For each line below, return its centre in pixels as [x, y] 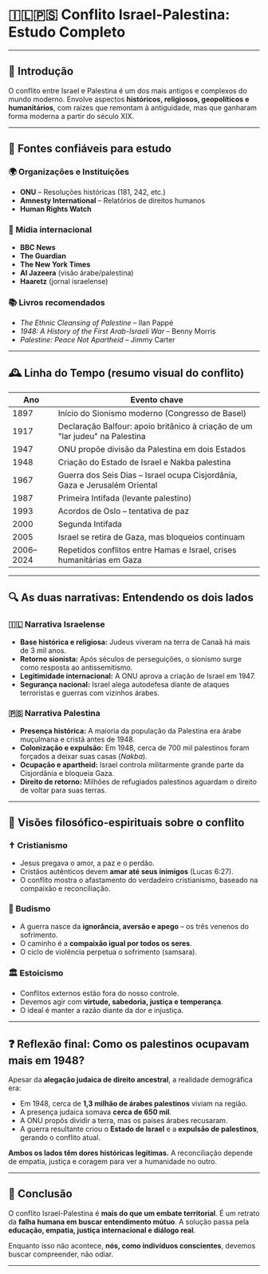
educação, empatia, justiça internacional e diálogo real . [102, 1230]
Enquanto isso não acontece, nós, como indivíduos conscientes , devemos [132, 1245]
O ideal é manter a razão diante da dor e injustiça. [102, 1011]
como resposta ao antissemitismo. [76, 667]
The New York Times [55, 264]
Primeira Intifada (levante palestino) [125, 498]
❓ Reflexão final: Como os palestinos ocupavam [129, 1044]
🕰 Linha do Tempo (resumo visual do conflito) [126, 373]
